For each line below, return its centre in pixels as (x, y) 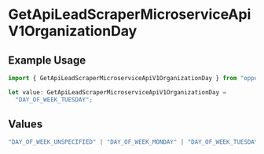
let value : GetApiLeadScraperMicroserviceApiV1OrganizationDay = (117, 92)
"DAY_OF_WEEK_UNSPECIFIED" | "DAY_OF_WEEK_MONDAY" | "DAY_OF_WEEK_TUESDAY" (135, 142)
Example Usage (47, 60)
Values (26, 125)
